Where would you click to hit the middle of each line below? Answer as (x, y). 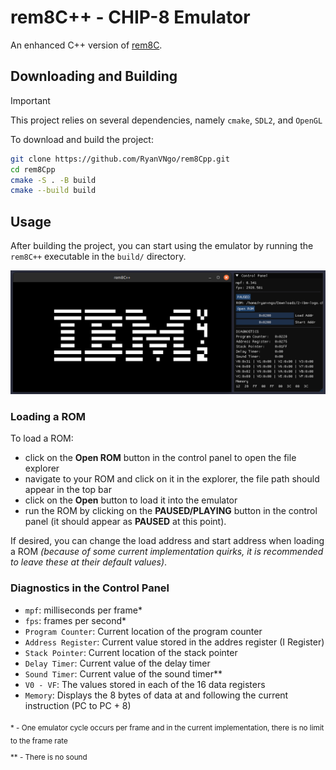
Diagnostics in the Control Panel (90, 588)
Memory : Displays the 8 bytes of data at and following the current (156, 695)
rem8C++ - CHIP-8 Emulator (130, 17)
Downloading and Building (94, 76)
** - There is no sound (49, 757)
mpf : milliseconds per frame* (83, 610)
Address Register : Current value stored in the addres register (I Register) (174, 642)
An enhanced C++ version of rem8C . (86, 45)
